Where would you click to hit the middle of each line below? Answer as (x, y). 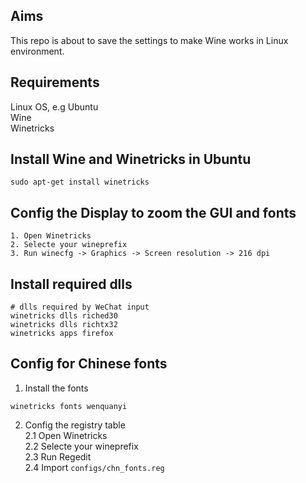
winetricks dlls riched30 (64, 316)
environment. (37, 51)
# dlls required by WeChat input (80, 307)
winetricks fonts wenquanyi (69, 406)
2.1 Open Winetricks (66, 435)
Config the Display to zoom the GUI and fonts (153, 212)
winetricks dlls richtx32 (64, 325)
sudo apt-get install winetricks (80, 182)
